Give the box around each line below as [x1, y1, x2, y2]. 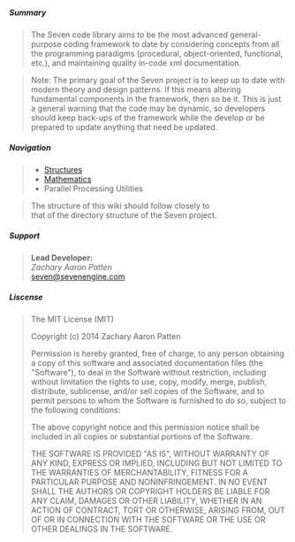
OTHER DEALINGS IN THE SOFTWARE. [30, 523, 173, 534]
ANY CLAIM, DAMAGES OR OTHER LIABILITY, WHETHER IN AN [30, 495, 262, 506]
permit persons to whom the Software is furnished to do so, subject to [30, 395, 287, 406]
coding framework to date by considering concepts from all [63, 38, 280, 49]
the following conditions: [30, 404, 121, 415]
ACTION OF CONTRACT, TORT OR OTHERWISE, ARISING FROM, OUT [30, 505, 285, 515]
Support [9, 230, 41, 241]
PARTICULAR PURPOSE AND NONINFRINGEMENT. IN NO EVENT [30, 476, 269, 487]
